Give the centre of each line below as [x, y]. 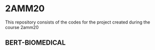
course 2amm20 [22, 27]
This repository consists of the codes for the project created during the [77, 22]
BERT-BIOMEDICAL [35, 43]
